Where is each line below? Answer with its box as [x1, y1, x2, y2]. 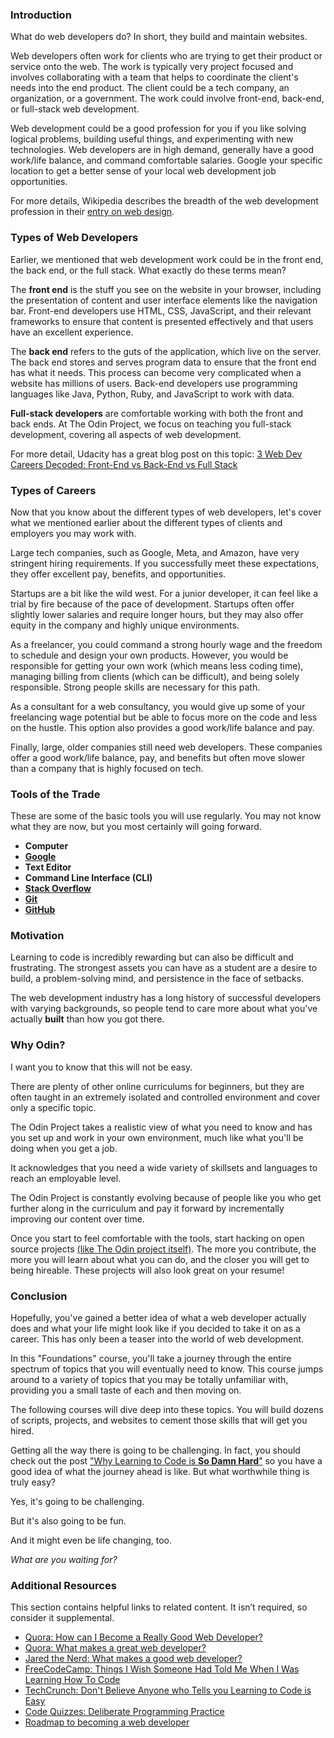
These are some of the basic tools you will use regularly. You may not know [10, 810, 322, 822]
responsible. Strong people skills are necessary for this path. [10, 681, 261, 693]
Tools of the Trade [10, 787, 101, 801]
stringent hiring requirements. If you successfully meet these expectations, [10, 557, 320, 569]
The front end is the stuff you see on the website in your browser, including [10, 283, 322, 295]
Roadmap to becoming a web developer [24, 1716, 190, 1728]
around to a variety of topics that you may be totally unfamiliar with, [10, 1374, 289, 1386]
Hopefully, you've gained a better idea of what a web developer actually [10, 1312, 307, 1324]
